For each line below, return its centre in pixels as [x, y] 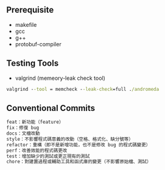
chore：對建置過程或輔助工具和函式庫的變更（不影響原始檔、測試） [79, 162]
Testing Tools [33, 63]
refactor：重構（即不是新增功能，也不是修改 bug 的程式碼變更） [79, 145]
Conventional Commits [51, 108]
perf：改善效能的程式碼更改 [37, 151]
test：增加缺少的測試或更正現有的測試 [48, 156]
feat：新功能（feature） [35, 122]
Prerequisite [30, 10]
